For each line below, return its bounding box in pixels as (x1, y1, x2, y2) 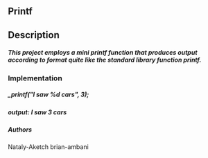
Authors (8, 125, 33, 134)
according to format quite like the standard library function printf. (8, 55, 202, 64)
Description (8, 29, 60, 41)
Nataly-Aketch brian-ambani (8, 143, 89, 151)
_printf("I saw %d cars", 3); (8, 90, 89, 99)
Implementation (8, 73, 63, 82)
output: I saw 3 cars (8, 107, 67, 116)
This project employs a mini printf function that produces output (8, 49, 198, 57)
